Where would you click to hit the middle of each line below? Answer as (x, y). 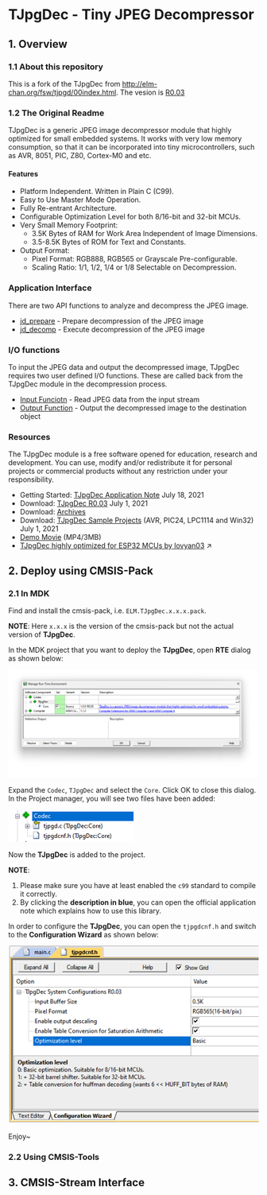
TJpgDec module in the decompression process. (88, 384)
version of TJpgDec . (42, 634)
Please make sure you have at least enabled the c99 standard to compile (138, 885)
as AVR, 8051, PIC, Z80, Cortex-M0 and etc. (80, 156)
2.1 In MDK (29, 593)
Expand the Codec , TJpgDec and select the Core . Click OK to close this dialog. (132, 790)
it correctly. (39, 894)
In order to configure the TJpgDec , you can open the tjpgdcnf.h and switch (132, 926)
